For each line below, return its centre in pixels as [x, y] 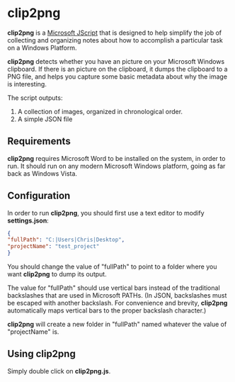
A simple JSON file [45, 119]
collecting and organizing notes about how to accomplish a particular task [115, 40]
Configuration [39, 196]
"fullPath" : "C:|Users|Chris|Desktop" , [66, 240]
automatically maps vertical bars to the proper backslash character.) [107, 310]
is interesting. [27, 84]
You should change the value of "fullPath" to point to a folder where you [112, 266]
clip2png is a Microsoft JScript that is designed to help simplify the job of [115, 33]
